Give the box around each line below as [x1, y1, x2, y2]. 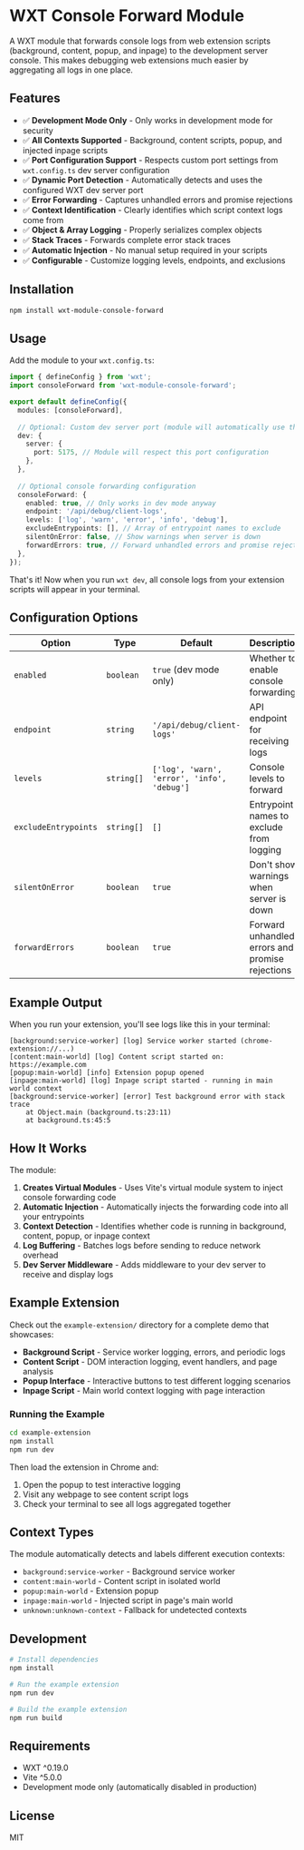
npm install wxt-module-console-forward [9, 306, 165, 315]
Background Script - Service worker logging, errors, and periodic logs [22, 1346, 286, 1357]
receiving [249, 735, 290, 748]
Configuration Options [9, 610, 138, 625]
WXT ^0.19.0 [22, 1762, 69, 1774]
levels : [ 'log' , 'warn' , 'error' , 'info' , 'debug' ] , [25, 515, 229, 524]
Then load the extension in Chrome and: [9, 1462, 159, 1473]
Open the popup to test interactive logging [22, 1479, 181, 1490]
